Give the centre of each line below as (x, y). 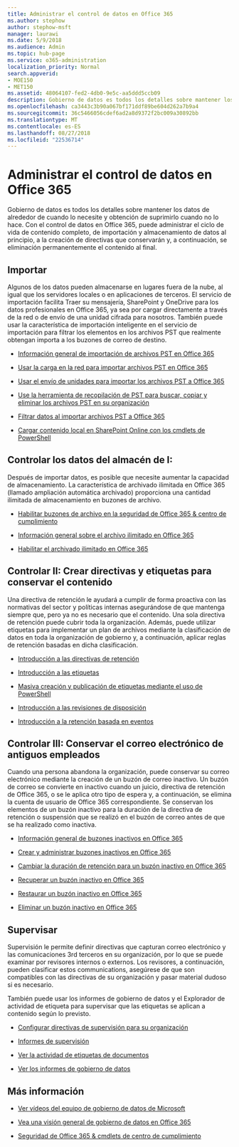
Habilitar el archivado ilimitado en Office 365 (83, 549)
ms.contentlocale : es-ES (44, 126)
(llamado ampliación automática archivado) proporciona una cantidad (109, 492)
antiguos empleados (54, 755)
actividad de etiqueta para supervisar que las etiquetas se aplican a (106, 1006)
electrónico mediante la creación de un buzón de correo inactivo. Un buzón (118, 779)
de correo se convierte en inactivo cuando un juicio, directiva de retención (116, 787)
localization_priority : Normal (54, 67)
